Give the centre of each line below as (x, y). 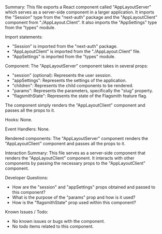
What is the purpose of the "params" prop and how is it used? (74, 197)
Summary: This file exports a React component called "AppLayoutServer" (78, 7)
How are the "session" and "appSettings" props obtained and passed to (84, 187)
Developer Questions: (27, 178)
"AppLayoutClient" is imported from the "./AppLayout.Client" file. (76, 51)
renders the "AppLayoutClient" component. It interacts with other (70, 158)
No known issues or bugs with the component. (59, 221)
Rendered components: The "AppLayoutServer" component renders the (77, 138)
